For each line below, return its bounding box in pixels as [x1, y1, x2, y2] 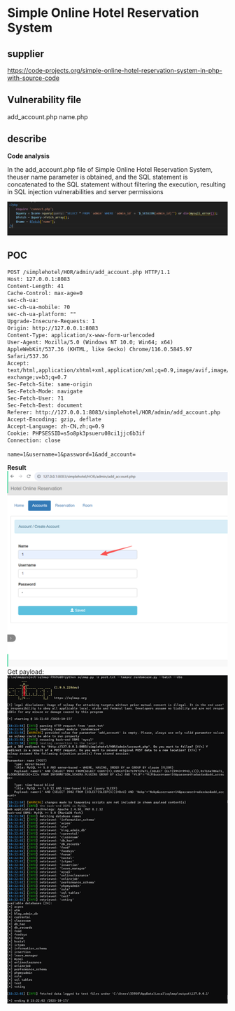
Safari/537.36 [7, 353, 49, 360]
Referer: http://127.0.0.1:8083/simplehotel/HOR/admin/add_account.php [7, 409, 220, 416]
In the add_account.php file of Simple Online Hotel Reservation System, [7, 165, 213, 173]
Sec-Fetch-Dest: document [7, 402, 83, 409]
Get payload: [7, 667, 44, 676]
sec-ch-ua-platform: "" [7, 311, 77, 318]
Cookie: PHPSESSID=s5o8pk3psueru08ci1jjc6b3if [7, 430, 145, 437]
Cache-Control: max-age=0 [7, 290, 83, 297]
